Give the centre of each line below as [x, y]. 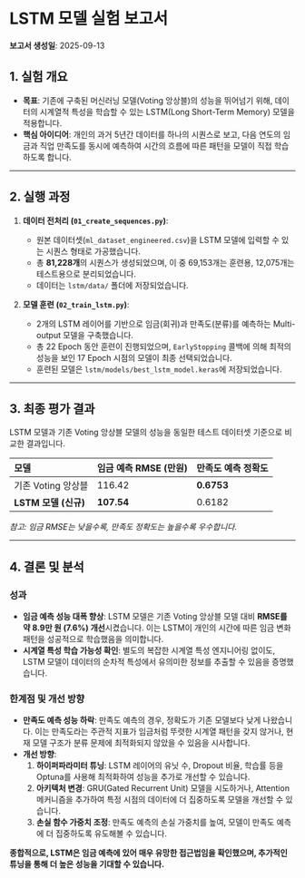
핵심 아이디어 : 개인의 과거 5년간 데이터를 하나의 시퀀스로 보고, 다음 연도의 [152, 134]
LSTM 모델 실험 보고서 [89, 19]
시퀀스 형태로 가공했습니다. [93, 251]
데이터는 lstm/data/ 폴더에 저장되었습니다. [112, 285]
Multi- [284, 324]
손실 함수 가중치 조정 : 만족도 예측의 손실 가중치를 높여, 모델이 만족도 [155, 823]
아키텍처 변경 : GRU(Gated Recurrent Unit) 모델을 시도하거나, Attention [163, 788]
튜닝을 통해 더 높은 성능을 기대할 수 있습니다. [87, 864]
